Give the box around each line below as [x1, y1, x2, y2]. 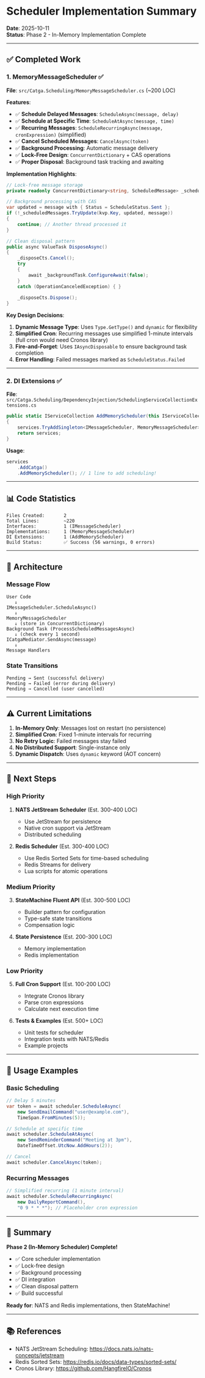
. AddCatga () [17, 464, 48, 471]
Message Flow [6, 580, 51, 589]
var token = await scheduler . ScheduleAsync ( [6, 1103, 121, 1109]
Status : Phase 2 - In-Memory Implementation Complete [6, 31, 146, 38]
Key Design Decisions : [6, 311, 65, 319]
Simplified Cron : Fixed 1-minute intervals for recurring [15, 731, 152, 738]
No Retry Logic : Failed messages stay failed [15, 738, 127, 745]
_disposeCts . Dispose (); [17, 295, 78, 301]
